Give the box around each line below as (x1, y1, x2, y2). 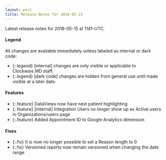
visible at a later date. (12, 78, 56, 84)
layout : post (5, 7, 32, 12)
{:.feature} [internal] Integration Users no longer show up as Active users (12, 106, 162, 112)
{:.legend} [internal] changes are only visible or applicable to (12, 62, 136, 68)
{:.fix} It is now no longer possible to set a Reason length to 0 (12, 139, 137, 145)
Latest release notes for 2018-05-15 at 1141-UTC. (5, 25, 105, 31)
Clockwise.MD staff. (12, 68, 54, 74)
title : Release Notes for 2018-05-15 (5, 12, 83, 17)
